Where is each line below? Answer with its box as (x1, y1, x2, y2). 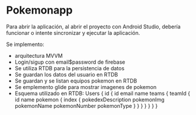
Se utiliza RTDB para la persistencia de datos (14, 64, 125, 71)
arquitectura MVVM (14, 52, 63, 59)
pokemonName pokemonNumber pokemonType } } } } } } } (14, 102, 158, 109)
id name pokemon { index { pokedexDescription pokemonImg (14, 96, 165, 103)
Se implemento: (6, 41, 44, 48)
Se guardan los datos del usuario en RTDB (14, 71, 118, 78)
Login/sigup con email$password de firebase (14, 58, 126, 65)
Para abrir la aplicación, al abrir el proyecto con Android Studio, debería (6, 23, 181, 30)
